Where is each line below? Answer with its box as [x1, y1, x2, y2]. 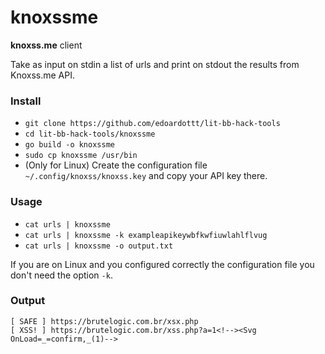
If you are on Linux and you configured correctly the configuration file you [10, 258, 315, 270]
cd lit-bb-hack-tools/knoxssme [24, 129, 156, 140]
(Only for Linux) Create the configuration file [24, 159, 208, 171]
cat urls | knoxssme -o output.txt [24, 241, 174, 251]
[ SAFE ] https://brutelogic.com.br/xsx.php [10, 316, 199, 326]
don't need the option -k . [10, 269, 113, 281]
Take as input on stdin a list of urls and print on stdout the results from [10, 58, 300, 70]
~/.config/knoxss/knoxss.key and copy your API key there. [24, 170, 268, 182]
